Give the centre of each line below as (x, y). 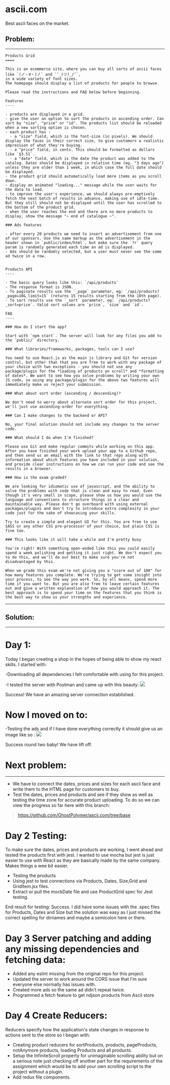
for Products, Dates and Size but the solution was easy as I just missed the (83, 912)
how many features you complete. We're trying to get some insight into (83, 575)
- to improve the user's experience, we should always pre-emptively (80, 194)
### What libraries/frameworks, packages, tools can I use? (70, 349)
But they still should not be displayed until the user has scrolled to (83, 203)
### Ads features (24, 225)
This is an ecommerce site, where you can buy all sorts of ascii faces (83, 69)
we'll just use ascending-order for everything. (57, 407)
